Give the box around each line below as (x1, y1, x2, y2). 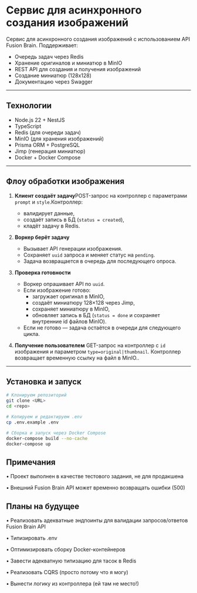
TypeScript (14, 122, 42, 129)
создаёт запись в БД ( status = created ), (23, 216, 125, 223)
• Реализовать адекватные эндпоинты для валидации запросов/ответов (6, 517, 188, 524)
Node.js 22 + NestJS (14, 116, 66, 124)
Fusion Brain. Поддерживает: (6, 42, 78, 49)
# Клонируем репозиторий (6, 392, 67, 398)
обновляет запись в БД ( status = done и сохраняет (32, 311, 160, 318)
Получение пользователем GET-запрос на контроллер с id (14, 342, 166, 349)
